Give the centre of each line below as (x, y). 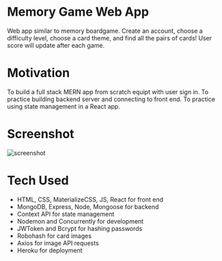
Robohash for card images (54, 236)
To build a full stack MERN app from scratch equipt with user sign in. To (108, 92)
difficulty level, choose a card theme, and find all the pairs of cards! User (110, 38)
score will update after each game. (56, 45)
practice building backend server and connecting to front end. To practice (111, 99)
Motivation (39, 73)
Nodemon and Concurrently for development (80, 221)
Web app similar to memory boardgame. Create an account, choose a (105, 31)
